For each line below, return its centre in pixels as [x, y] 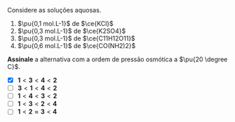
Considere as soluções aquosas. [54, 10]
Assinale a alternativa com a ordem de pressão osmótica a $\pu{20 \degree [117, 59]
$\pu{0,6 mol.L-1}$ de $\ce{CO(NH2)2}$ [76, 46]
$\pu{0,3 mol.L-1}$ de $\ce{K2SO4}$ [72, 31]
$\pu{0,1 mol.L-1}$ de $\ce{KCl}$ [65, 23]
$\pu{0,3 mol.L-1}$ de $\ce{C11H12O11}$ [76, 38]
